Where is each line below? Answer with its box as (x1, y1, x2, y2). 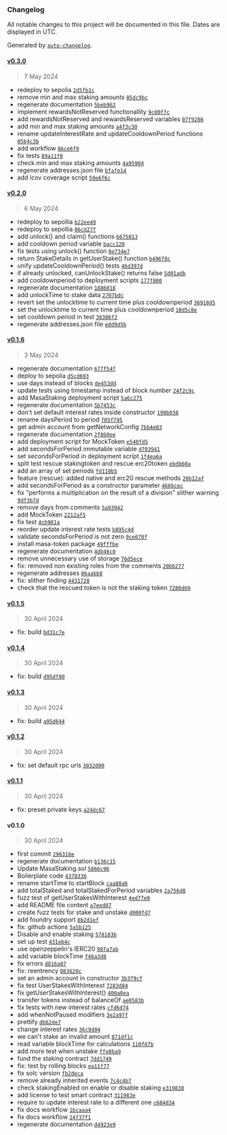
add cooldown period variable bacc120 (16, 239, 126, 248)
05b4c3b (16, 138, 39, 145)
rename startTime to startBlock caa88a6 (16, 879, 128, 887)
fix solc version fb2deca (16, 1069, 84, 1077)
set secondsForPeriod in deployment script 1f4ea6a (16, 452, 163, 460)
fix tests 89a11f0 (16, 151, 63, 160)
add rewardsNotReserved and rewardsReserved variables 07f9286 (16, 115, 204, 123)
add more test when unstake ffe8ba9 (16, 1047, 121, 1055)
